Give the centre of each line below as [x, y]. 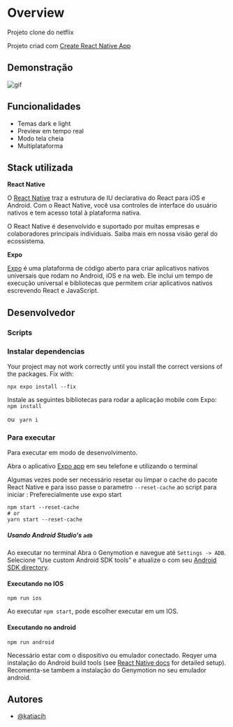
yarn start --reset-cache [45, 520]
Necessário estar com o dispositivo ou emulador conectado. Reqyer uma [112, 655]
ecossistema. [26, 241]
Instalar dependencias [46, 351]
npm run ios [24, 598]
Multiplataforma [40, 145]
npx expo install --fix [42, 387]
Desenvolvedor [41, 312]
